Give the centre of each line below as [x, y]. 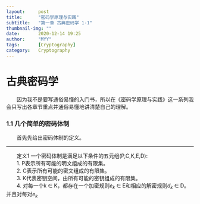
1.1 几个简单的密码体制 [38, 124]
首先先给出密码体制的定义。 [51, 137]
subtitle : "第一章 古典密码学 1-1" [49, 23]
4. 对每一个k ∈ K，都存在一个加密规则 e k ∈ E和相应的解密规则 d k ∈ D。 [103, 186]
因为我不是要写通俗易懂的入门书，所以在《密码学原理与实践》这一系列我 [105, 99]
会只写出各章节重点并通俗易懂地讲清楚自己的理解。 [69, 106]
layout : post [28, 12]
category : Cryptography [38, 51]
